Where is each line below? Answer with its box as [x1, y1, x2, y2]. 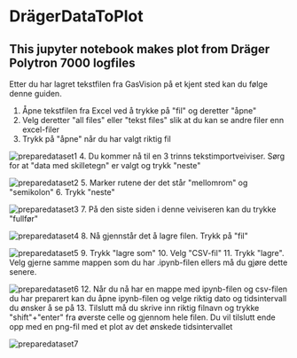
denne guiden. [9, 89, 62, 98]
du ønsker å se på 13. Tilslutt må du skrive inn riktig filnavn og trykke [9, 303, 260, 313]
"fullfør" [9, 214, 38, 223]
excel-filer [21, 124, 60, 135]
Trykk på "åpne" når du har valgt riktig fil [21, 134, 171, 144]
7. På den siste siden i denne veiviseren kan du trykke [81, 204, 277, 214]
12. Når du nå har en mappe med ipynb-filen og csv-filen [81, 284, 288, 294]
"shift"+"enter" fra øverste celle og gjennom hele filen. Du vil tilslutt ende [9, 312, 277, 323]
